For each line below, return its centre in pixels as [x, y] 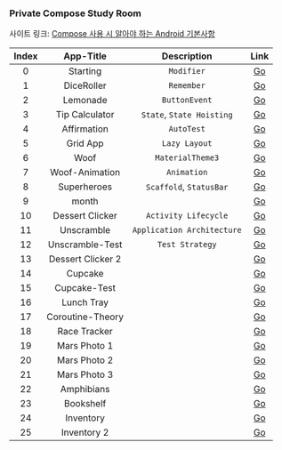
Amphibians [85, 390]
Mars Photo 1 [85, 346]
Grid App [85, 143]
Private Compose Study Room [76, 13]
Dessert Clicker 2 [85, 259]
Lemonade [85, 100]
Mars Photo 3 [85, 374]
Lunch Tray [85, 302]
